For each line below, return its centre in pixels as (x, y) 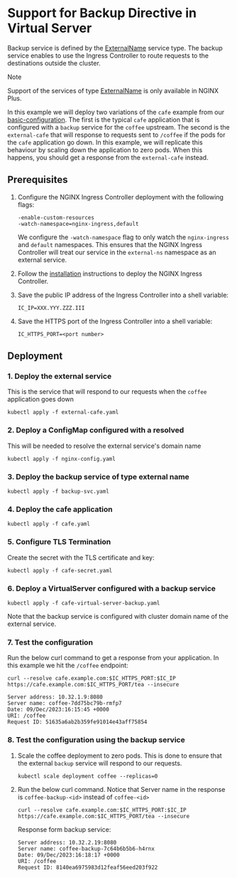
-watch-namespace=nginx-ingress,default (78, 224)
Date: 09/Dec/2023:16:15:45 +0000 (59, 710)
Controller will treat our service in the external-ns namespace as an (117, 252)
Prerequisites (38, 180)
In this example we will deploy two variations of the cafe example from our (116, 112)
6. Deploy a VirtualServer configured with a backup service (112, 588)
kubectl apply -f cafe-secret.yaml (60, 570)
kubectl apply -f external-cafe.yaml (63, 412)
